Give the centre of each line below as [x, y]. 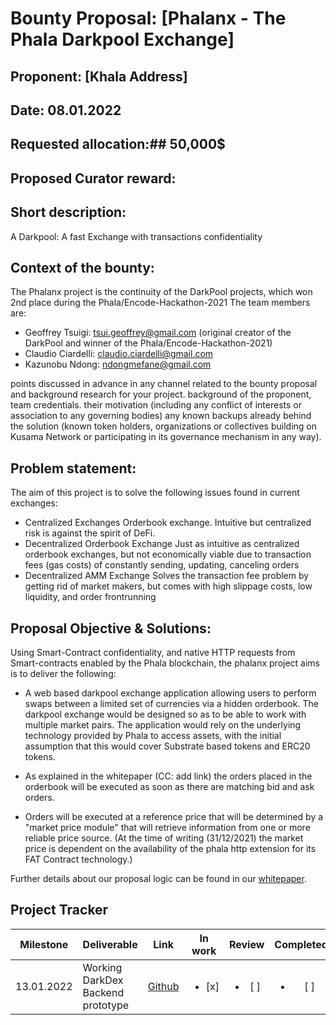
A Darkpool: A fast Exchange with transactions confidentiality [136, 236]
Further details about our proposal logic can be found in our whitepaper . [158, 878]
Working [102, 967]
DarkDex [103, 980]
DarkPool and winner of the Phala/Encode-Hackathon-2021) [148, 343]
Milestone [44, 944]
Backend [103, 992]
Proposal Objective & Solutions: [111, 628]
